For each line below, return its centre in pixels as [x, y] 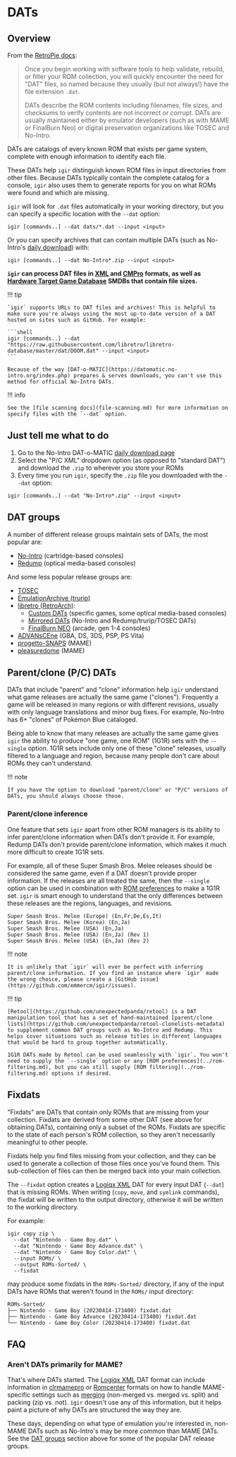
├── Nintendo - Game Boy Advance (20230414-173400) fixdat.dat [102, 1316]
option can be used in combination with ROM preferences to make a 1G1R [114, 888]
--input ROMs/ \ [37, 1258]
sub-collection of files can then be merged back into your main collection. [114, 1171]
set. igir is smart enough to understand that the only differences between [115, 895]
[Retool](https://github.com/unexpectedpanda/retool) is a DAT [102, 1011]
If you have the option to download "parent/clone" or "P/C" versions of [118, 790]
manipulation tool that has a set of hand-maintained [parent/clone [110, 1017]
